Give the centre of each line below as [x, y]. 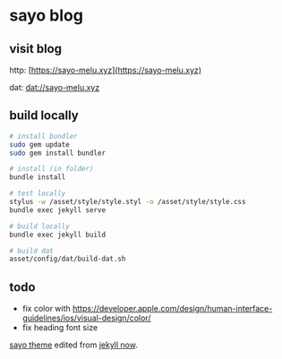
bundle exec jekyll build [57, 235]
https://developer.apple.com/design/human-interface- [172, 309]
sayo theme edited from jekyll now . [74, 345]
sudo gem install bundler [57, 153]
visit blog [36, 49]
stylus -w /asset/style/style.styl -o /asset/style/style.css [128, 202]
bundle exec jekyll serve [57, 210]
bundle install [38, 177]
